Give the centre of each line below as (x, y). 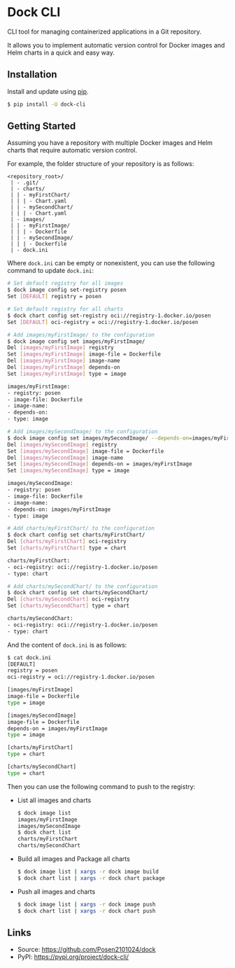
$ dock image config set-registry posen (67, 290)
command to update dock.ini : (51, 271)
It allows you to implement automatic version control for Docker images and (116, 45)
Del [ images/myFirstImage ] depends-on (64, 367)
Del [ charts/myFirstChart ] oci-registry (67, 542)
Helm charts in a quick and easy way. (61, 52)
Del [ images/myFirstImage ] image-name (64, 361)
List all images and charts (54, 800)
